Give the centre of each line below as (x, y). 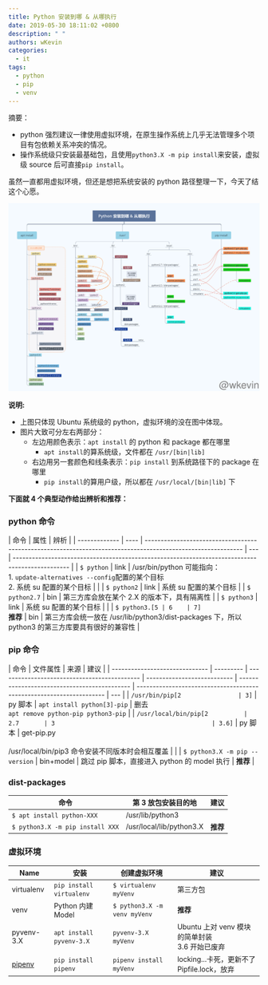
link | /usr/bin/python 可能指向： (167, 568)
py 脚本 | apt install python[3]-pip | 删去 (79, 704)
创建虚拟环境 (142, 873)
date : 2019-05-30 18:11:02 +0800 (64, 25)
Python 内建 (73, 905)
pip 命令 (24, 650)
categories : (28, 51)
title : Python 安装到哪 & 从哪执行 (63, 17)
